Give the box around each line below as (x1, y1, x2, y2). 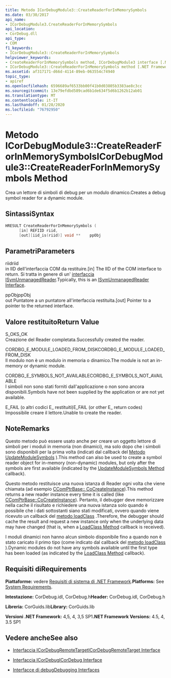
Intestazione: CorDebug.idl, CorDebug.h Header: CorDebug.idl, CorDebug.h (5, 593, 165, 600)
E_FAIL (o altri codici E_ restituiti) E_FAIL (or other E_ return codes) (5, 404, 142, 410)
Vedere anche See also (5, 634, 78, 642)
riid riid (5, 260, 19, 267)
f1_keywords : (5, 45, 33, 51)
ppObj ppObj (5, 292, 31, 298)
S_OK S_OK (5, 331, 28, 337)
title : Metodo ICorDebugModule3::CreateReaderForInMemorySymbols (5, 7, 147, 13)
